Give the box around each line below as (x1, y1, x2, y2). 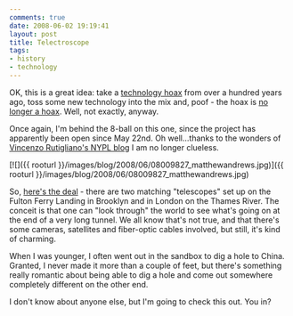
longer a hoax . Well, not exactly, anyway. (9, 106, 159, 117)
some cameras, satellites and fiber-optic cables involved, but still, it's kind (9, 223, 281, 234)
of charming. (9, 233, 56, 244)
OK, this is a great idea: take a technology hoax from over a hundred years (9, 86, 282, 98)
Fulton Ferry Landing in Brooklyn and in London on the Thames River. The (9, 195, 280, 206)
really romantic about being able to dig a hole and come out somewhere (9, 269, 273, 280)
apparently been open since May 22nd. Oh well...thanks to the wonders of (9, 133, 281, 143)
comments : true (9, 12, 66, 22)
